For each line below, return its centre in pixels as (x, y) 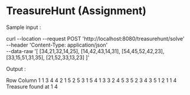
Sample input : (24, 27)
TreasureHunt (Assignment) (76, 11)
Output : (16, 68)
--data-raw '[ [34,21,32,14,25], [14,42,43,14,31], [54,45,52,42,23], (85, 51)
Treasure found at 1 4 (32, 86)
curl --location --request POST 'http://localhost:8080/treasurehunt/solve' (95, 38)
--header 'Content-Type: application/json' (57, 45)
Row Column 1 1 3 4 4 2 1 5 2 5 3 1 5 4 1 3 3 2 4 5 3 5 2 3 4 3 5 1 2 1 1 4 (91, 80)
